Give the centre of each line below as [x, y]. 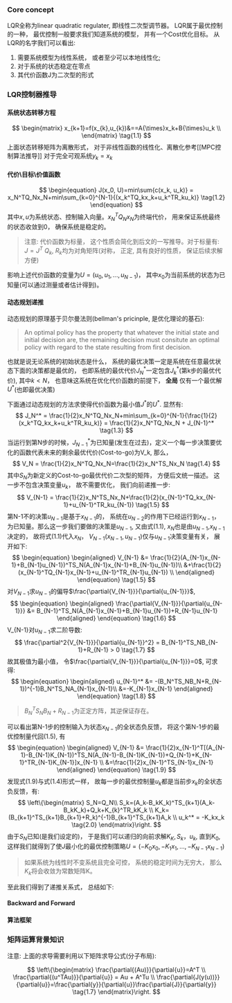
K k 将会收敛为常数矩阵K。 [60, 872]
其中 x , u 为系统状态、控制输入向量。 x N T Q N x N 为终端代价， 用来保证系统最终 [114, 217]
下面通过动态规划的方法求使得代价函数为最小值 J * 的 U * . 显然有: [95, 404]
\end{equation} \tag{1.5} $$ [116, 579]
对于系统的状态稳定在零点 [54, 66]
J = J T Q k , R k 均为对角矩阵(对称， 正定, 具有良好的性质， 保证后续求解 [123, 250]
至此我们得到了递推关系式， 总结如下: [61, 887]
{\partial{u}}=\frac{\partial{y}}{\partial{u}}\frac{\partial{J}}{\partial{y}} [116, 984]
